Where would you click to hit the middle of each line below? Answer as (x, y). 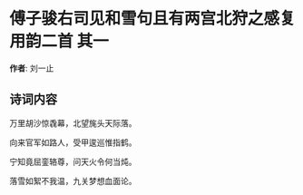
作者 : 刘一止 (32, 68)
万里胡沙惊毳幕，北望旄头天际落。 (73, 122)
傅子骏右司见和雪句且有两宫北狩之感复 (153, 19)
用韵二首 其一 (59, 41)
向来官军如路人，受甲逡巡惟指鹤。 (73, 142)
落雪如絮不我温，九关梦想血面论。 (73, 180)
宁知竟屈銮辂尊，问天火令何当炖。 (73, 161)
